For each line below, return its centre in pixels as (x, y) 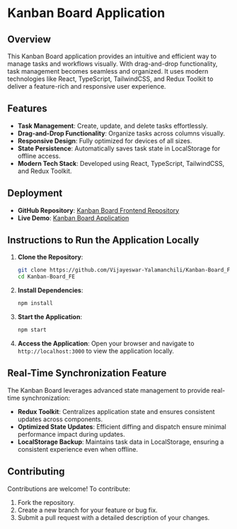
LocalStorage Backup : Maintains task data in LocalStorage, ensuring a (121, 442)
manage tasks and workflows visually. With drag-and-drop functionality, (112, 64)
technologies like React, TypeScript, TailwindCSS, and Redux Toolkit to (110, 79)
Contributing (36, 472)
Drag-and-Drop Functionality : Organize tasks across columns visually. (121, 133)
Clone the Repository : (50, 257)
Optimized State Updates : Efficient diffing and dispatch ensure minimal (122, 426)
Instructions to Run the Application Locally (103, 240)
